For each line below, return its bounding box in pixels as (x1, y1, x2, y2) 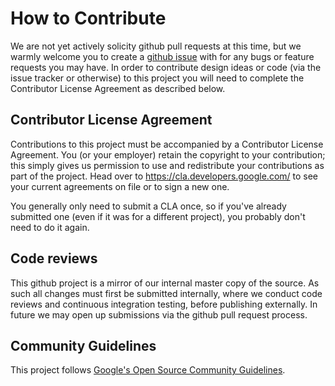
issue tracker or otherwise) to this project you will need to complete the (10, 72, 305, 84)
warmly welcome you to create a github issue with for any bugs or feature (10, 50, 315, 62)
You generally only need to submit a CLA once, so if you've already (10, 200, 287, 212)
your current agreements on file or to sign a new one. (10, 180, 230, 192)
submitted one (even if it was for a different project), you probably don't (10, 210, 306, 222)
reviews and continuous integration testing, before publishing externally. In (10, 298, 318, 310)
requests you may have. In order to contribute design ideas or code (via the (10, 61, 322, 73)
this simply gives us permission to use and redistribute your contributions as (10, 159, 325, 171)
